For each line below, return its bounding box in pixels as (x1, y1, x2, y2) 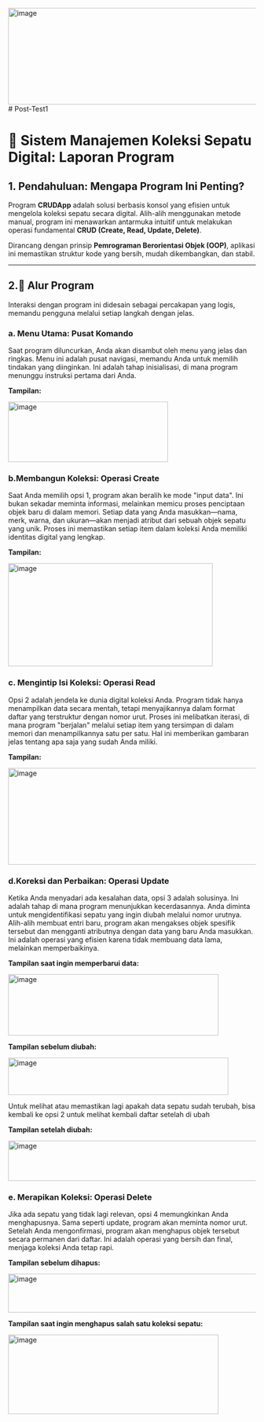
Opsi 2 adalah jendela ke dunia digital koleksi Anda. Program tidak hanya (8, 695, 244, 705)
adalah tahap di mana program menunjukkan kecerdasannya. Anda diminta (8, 902, 251, 911)
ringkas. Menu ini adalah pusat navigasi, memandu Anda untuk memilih (8, 354, 238, 364)
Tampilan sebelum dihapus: (8, 1258, 101, 1268)
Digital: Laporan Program (8, 148, 175, 167)
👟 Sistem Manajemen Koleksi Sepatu (8, 132, 252, 149)
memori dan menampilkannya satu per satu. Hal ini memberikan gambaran (8, 728, 249, 738)
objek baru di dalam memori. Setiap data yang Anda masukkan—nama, (8, 508, 238, 517)
